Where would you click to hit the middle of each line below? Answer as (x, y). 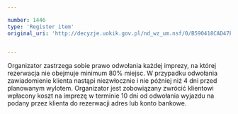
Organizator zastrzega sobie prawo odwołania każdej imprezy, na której (112, 66)
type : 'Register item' (41, 27)
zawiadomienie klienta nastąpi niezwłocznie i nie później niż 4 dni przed (112, 81)
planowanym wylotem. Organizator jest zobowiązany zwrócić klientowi (110, 89)
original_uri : (28, 33)
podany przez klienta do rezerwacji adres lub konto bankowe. (97, 103)
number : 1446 (27, 20)
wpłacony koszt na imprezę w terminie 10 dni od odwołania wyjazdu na (111, 96)
